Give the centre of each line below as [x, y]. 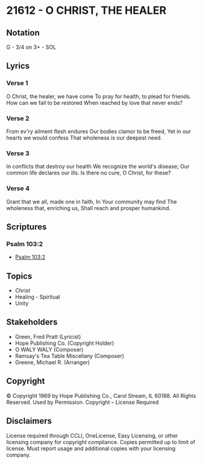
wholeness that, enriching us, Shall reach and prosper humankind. [88, 208]
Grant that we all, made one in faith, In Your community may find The [92, 202]
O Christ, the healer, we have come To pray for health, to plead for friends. [99, 96]
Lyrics [18, 66]
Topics [19, 276]
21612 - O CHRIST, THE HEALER [87, 11]
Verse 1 [17, 83]
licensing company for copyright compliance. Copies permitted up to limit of [101, 442]
